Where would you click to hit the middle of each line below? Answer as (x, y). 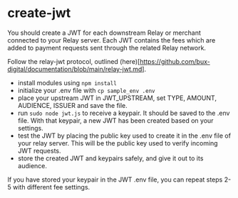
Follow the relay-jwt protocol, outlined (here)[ (74, 61)
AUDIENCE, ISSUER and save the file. (73, 105)
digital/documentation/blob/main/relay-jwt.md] (76, 69)
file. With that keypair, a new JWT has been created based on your (115, 120)
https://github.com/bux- (175, 61)
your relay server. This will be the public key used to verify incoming (118, 143)
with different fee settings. (52, 187)
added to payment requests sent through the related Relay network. (107, 48)
